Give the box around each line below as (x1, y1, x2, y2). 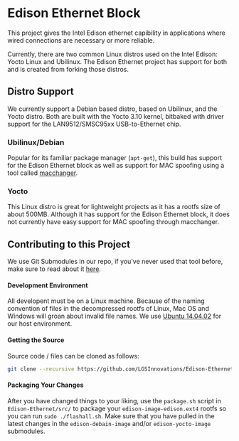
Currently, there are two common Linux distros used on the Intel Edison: (7, 50, 218, 58)
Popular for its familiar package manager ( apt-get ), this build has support (7, 154, 223, 162)
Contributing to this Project (7, 238, 130, 250)
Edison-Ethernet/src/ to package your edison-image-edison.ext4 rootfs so (7, 404, 226, 413)
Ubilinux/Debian (7, 137, 65, 147)
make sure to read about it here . (7, 265, 102, 273)
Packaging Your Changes (7, 381, 84, 389)
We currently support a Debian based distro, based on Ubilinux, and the (7, 105, 218, 113)
